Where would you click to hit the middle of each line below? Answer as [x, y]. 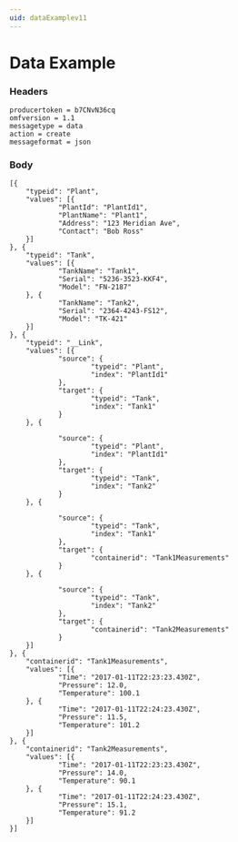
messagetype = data [46, 127]
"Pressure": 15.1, [93, 805]
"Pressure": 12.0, [93, 685]
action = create [40, 134]
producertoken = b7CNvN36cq [63, 110]
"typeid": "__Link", [64, 343]
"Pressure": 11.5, [93, 717]
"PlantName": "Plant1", [103, 216]
